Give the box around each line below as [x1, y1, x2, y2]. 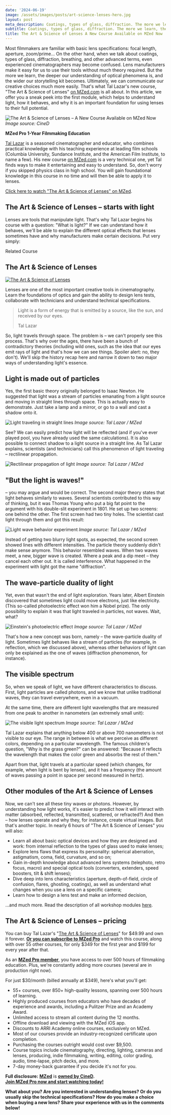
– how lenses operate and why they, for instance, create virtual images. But [5, 816, 163, 823]
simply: [5, 238, 20, 244]
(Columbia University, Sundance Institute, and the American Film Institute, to [5, 151, 165, 157]
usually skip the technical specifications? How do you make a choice [5, 1094, 154, 1100]
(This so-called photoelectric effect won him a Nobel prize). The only [5, 603, 150, 609]
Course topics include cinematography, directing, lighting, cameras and [12, 1046, 163, 1053]
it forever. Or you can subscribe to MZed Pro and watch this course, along [5, 936, 162, 942]
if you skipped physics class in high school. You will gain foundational [5, 167, 152, 173]
